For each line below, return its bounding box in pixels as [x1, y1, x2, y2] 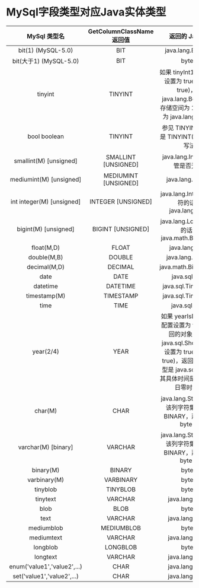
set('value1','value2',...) [12, 572, 79, 580]
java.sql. [162, 339, 185, 347]
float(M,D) [31, 243, 60, 252]
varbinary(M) [27, 475, 64, 484]
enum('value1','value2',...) [9, 562, 83, 570]
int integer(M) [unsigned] [11, 197, 81, 205]
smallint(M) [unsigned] [14, 157, 78, 165]
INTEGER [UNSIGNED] [89, 197, 153, 205]
